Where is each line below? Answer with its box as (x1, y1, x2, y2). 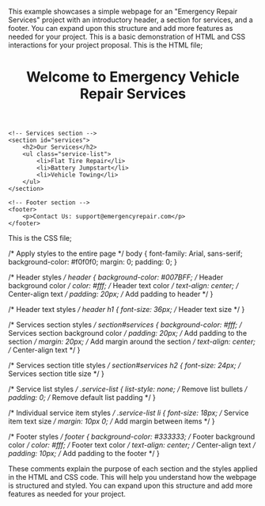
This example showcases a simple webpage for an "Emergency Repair (8, 7, 238, 16)
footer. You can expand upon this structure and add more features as (8, 24, 233, 32)
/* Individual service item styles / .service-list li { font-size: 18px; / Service (8, 408, 249, 418)
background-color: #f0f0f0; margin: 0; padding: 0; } (8, 257, 178, 267)
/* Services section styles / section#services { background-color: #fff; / (8, 320, 243, 329)
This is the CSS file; (8, 234, 73, 243)
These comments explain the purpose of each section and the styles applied (8, 464, 258, 474)
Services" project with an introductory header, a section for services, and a (8, 15, 253, 25)
